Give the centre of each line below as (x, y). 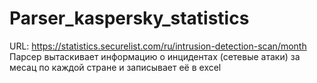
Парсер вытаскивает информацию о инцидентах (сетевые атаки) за (155, 56)
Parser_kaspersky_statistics (129, 18)
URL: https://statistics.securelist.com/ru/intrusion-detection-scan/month (158, 46)
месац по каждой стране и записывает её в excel (115, 67)
